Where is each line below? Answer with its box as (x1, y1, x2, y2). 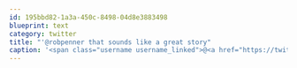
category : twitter (9, 29, 77, 38)
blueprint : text (9, 21, 69, 30)
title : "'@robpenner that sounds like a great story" (9, 37, 212, 47)
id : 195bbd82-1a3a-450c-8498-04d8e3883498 (9, 12, 168, 22)
